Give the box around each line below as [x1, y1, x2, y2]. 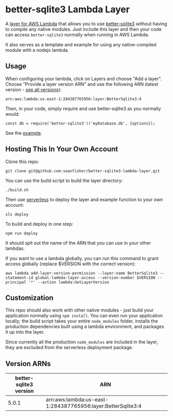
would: [5, 111, 20, 117]
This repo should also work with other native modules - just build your [5, 307, 154, 313]
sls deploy [5, 212, 29, 217]
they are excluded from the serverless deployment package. [5, 345, 133, 351]
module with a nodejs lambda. [5, 47, 70, 53]
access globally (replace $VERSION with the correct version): [5, 261, 136, 267]
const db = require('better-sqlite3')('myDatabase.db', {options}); [5, 121, 155, 126]
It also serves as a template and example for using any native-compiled [5, 41, 157, 47]
